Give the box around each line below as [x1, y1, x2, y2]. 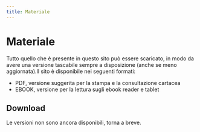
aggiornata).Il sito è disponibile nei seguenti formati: [6, 68, 136, 75]
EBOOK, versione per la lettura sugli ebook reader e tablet [15, 86, 160, 93]
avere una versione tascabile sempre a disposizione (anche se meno [6, 61, 177, 68]
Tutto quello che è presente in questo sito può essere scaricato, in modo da [6, 55, 195, 62]
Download [6, 103, 45, 113]
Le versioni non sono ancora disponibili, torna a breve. [6, 119, 141, 127]
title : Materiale [6, 8, 50, 15]
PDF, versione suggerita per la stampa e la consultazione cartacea [15, 79, 181, 86]
